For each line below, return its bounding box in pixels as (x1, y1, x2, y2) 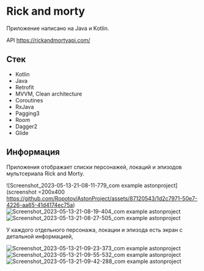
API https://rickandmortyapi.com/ (6, 36, 90, 44)
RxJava (15, 103, 34, 110)
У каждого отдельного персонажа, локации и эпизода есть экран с (6, 226, 183, 234)
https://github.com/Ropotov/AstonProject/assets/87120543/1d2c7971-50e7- (6, 194, 198, 202)
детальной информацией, (6, 232, 73, 240)
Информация (6, 147, 60, 158)
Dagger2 (15, 123, 38, 130)
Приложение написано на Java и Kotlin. (6, 25, 109, 32)
